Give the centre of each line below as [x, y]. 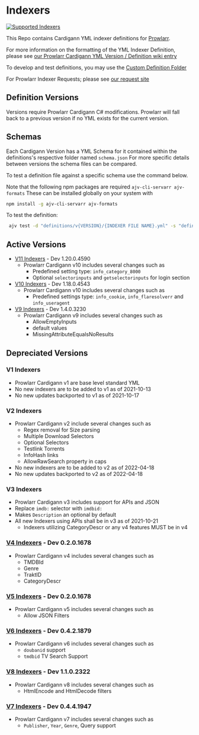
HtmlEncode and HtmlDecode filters [68, 691]
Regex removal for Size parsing [62, 430]
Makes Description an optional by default [65, 515]
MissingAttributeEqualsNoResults [73, 334]
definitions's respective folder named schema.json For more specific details [98, 157]
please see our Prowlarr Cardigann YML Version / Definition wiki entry [92, 56]
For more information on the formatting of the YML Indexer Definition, [91, 49]
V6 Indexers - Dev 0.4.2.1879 [49, 631]
